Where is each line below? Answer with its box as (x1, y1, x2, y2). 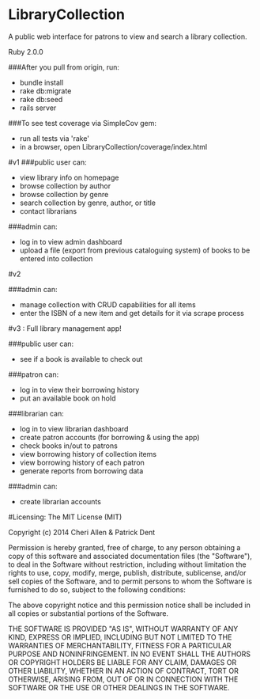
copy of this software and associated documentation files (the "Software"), (8, 551, 253, 560)
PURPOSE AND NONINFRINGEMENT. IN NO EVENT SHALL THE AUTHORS (8, 649, 251, 659)
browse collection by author (19, 180, 111, 191)
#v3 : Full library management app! (8, 323, 122, 333)
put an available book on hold (19, 393, 116, 403)
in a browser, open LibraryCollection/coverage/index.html (19, 142, 208, 151)
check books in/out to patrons (19, 441, 119, 450)
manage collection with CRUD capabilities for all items (19, 299, 196, 310)
